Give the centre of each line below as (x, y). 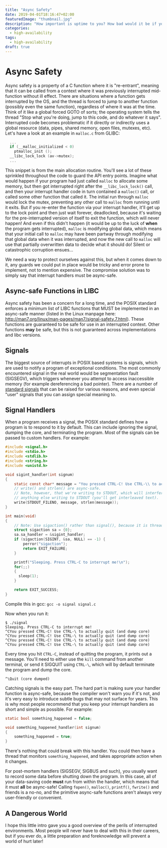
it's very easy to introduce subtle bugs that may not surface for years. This (82, 698)
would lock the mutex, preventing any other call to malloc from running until (83, 202)
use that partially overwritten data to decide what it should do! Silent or (78, 244)
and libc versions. (23, 335)
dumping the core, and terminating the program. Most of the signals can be (82, 432)
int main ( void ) (21, 516)
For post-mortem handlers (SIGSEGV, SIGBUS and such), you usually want (81, 771)
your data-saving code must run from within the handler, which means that (82, 782)
